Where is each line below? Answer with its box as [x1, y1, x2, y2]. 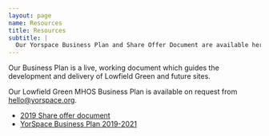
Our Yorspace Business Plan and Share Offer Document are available [15, 41, 249, 49]
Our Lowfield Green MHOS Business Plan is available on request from [8, 87, 238, 96]
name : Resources [8, 19, 62, 27]
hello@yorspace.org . [8, 95, 78, 105]
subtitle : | [8, 33, 48, 42]
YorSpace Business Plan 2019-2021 [19, 119, 138, 129]
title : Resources [8, 26, 66, 34]
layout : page [8, 11, 52, 20]
